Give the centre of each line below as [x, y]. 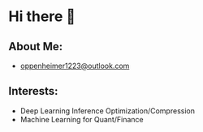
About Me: [36, 47]
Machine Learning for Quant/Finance [82, 119]
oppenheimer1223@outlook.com [75, 66]
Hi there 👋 [42, 17]
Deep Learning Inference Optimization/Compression [107, 111]
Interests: [33, 91]
